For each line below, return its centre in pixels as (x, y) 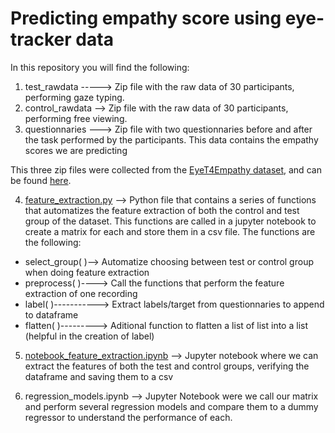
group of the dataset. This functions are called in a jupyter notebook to (170, 221)
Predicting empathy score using (146, 18)
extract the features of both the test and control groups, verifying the (167, 366)
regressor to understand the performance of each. (128, 417)
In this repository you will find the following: (100, 67)
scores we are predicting (76, 150)
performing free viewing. (76, 118)
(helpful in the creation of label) (89, 336)
